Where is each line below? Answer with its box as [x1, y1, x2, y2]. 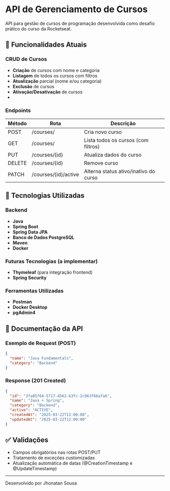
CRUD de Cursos [5, 56, 47, 63]
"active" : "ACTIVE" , [10, 407, 53, 413]
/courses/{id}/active [31, 171, 79, 178]
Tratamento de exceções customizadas [12, 454, 95, 461]
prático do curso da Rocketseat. [5, 25, 72, 31]
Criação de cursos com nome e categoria [12, 67, 100, 73]
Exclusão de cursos [12, 83, 55, 89]
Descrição [110, 120, 136, 127]
